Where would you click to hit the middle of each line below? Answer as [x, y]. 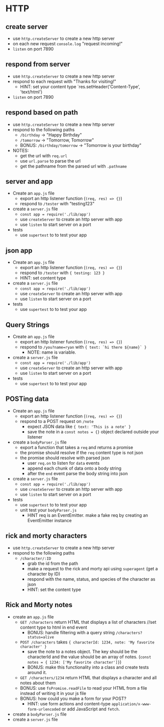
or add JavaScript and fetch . [91, 709]
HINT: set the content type [54, 589]
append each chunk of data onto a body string [74, 468]
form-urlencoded [44, 709]
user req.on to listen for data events [63, 463]
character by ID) [44, 574]
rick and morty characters [46, 536]
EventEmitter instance [49, 520]
